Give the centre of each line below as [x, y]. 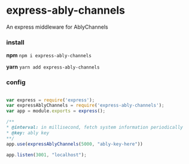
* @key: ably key [28, 133]
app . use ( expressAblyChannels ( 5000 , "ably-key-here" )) [75, 144]
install [16, 42]
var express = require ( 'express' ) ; [51, 100]
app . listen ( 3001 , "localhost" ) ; [46, 155]
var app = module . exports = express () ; [56, 111]
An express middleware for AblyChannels [57, 27]
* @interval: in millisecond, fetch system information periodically [95, 128]
